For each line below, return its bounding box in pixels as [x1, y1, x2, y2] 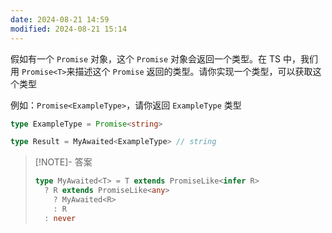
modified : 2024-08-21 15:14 [10, 24, 128, 34]
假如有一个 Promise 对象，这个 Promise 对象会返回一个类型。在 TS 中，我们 [10, 52, 318, 65]
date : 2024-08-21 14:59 [10, 14, 110, 25]
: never [44, 213, 77, 223]
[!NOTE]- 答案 [34, 156, 93, 168]
